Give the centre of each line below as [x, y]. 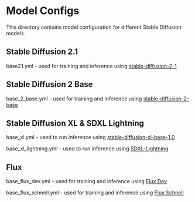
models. [16, 33]
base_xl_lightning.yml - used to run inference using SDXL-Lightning [87, 149]
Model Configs [43, 11]
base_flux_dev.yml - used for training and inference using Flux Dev [87, 181]
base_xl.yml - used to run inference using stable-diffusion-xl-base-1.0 [90, 137]
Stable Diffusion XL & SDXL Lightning [75, 123]
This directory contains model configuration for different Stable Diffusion [94, 27]
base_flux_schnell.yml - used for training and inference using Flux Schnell [95, 193]
